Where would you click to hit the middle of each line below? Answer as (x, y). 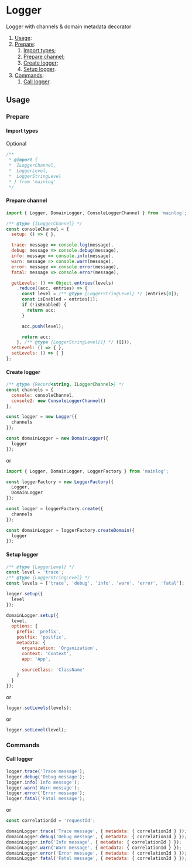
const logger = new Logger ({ (42, 417)
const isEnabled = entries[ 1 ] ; (60, 299)
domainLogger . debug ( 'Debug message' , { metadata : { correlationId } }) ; (97, 836)
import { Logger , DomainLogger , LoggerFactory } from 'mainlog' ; (87, 471)
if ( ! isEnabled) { (44, 305)
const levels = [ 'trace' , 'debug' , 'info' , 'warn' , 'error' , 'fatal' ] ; (95, 583)
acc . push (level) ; (43, 326)
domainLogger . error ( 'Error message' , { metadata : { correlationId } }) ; (97, 853)
